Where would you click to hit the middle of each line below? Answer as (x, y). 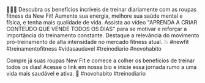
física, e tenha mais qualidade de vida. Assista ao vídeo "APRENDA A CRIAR (102, 22)
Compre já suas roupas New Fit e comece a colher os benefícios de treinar (101, 60)
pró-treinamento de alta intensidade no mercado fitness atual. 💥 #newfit (98, 42)
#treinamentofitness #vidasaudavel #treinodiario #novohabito (84, 49)
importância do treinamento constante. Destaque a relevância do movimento (103, 35)
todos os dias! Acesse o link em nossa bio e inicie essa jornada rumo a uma (102, 67)
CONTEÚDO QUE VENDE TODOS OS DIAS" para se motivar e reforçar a (97, 29)
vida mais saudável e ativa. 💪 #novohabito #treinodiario (76, 74)
